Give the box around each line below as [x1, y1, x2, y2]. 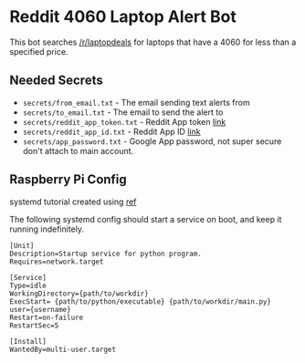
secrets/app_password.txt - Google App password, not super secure [22, 135, 282, 147]
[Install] [9, 337, 47, 346]
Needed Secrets [9, 73, 103, 88]
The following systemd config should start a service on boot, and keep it [9, 213, 282, 224]
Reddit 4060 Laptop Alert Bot [9, 6, 237, 27]
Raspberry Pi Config [9, 171, 128, 188]
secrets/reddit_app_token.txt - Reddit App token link [22, 116, 226, 127]
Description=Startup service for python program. [9, 249, 203, 258]
